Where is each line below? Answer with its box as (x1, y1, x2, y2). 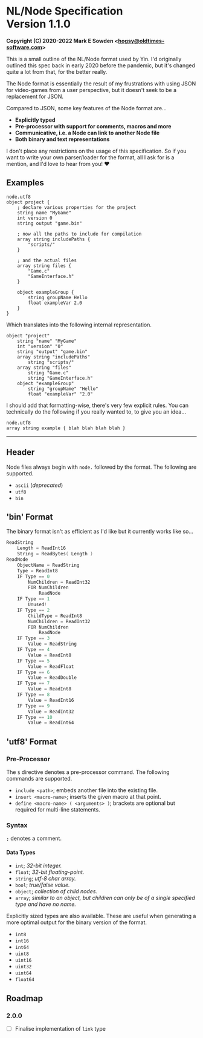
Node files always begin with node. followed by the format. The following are (6, 463, 197, 471)
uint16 (14, 957, 32, 964)
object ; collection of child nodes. (14, 888, 98, 895)
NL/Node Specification (6, 4, 123, 18)
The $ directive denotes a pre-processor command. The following (6, 768, 170, 776)
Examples (6, 177, 44, 188)
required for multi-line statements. (14, 805, 101, 813)
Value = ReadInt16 (28, 697, 74, 703)
